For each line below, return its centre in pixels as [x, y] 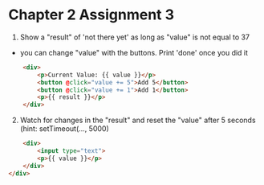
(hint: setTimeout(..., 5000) [65, 129]
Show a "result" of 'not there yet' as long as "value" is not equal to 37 [135, 37]
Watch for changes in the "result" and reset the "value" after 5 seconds [138, 120]
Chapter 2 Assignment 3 [91, 15]
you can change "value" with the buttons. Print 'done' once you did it [134, 52]
